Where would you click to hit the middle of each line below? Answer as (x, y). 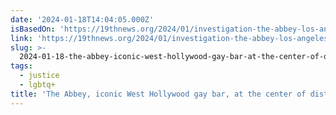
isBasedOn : (33, 29)
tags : (21, 66)
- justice (39, 76)
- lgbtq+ (37, 85)
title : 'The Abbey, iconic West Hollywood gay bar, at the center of (158, 94)
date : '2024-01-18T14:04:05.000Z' (82, 19)
